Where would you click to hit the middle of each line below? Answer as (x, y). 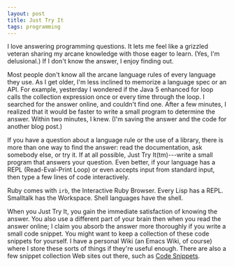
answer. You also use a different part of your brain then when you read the (114, 219)
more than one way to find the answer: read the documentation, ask (105, 148)
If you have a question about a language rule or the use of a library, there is (115, 140)
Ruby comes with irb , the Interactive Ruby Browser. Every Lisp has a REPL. (115, 191)
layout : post (26, 14)
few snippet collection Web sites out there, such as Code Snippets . (104, 256)
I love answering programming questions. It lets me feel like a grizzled (108, 47)
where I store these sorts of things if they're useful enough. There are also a (117, 249)
